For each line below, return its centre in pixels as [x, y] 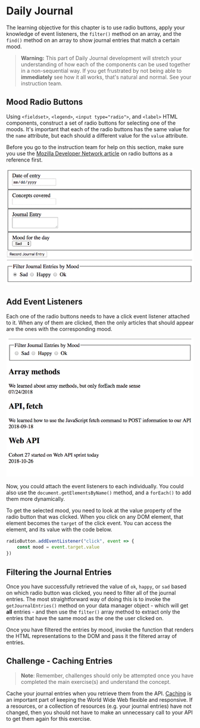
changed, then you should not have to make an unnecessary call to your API [100, 712]
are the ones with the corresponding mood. [59, 329]
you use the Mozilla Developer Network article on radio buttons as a [89, 153]
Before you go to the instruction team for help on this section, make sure [95, 147]
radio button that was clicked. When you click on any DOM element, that [95, 516]
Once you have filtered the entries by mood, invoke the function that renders [100, 630]
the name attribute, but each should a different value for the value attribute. [97, 135]
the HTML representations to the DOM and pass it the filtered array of [92, 636]
